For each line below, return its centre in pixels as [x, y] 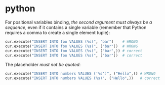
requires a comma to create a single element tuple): [58, 32]
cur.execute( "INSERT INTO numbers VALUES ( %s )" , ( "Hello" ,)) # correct [83, 78]
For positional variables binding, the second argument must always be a [79, 22]
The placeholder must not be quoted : [43, 65]
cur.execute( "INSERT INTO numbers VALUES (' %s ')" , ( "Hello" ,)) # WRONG [80, 74]
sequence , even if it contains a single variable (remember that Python [76, 27]
